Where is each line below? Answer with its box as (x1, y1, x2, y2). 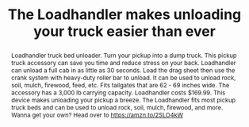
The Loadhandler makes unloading (7, 6, 242, 24)
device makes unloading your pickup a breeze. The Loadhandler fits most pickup (10, 95, 236, 104)
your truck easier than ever (33, 22, 216, 40)
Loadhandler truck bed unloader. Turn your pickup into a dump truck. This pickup (10, 51, 237, 60)
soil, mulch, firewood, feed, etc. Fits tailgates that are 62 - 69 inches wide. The (10, 81, 230, 89)
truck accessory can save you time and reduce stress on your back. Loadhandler (10, 58, 236, 67)
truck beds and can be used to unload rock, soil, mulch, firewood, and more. (10, 103, 224, 112)
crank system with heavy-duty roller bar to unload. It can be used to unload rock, (10, 73, 236, 82)
